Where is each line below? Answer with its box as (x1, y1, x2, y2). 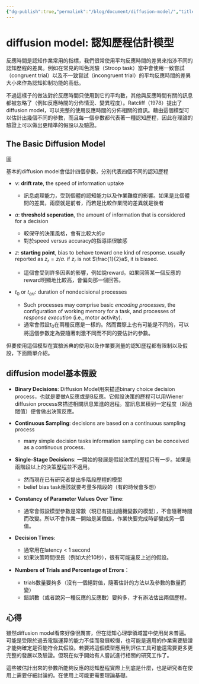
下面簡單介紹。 (16, 349, 53, 357)
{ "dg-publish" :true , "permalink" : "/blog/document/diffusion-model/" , (6, 8, 179, 15)
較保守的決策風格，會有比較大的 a (23, 230, 105, 237)
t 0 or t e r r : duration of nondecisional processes (14, 288, 127, 297)
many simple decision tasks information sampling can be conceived (23, 437, 190, 444)
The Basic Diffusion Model (6, 139, 105, 149)
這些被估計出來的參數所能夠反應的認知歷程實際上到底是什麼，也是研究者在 (6, 664, 188, 672)
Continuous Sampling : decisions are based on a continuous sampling (14, 419, 186, 427)
